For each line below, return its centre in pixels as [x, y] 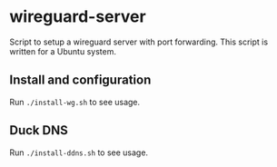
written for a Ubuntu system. [63, 51]
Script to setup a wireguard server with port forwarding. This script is [139, 42]
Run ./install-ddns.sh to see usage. [79, 152]
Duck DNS [39, 130]
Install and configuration [80, 80]
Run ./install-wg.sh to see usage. [75, 102]
